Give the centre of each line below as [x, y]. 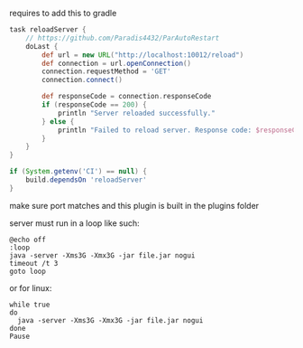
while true [30, 305]
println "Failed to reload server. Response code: [155, 130]
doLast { [42, 46]
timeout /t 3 [34, 263]
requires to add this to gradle [63, 13]
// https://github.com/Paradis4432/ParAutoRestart [123, 38]
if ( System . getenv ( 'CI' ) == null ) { [78, 172]
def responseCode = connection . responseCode [127, 97]
